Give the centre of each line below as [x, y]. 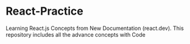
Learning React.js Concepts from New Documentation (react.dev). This [95, 28]
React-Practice [44, 11]
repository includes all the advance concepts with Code [76, 34]
